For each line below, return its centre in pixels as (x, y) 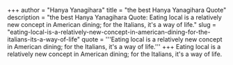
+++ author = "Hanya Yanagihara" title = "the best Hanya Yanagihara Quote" (117, 10)
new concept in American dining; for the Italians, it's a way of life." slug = (112, 25)
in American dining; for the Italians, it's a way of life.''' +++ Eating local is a (114, 47)
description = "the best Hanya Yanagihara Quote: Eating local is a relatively (115, 17)
